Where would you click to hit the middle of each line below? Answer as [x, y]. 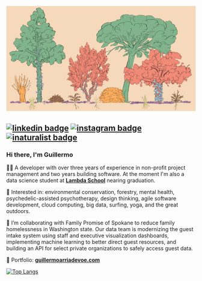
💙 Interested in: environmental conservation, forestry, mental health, [90, 192]
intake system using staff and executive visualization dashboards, [88, 236]
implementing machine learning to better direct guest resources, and [91, 242]
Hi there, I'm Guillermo [40, 154]
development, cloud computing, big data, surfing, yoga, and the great [92, 205]
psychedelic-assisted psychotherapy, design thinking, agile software [91, 199]
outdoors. [18, 211]
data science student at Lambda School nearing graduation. [81, 181]
